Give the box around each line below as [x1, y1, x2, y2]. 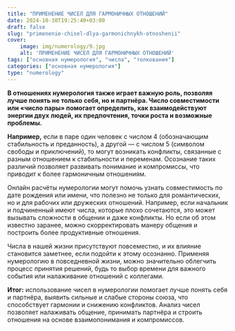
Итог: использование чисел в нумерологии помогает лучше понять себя [7, 285, 228, 294]
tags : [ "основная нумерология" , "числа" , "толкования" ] [7, 56, 174, 63]
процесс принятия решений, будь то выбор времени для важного [7, 264, 206, 273]
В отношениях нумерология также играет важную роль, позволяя [7, 89, 213, 97]
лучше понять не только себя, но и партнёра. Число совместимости [7, 96, 220, 104]
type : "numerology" [7, 69, 65, 76]
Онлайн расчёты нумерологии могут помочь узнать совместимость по [7, 183, 223, 192]
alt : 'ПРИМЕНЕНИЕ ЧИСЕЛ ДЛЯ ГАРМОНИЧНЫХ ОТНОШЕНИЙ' [20, 50, 174, 57]
